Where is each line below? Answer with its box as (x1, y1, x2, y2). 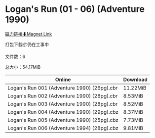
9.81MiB (123, 125, 144, 132)
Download (123, 76, 148, 83)
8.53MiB (123, 92, 144, 99)
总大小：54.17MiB (5, 64, 41, 70)
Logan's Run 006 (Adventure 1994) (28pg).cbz (7, 125, 118, 132)
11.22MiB (123, 84, 147, 91)
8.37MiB (123, 108, 144, 115)
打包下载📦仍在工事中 (5, 41, 49, 47)
